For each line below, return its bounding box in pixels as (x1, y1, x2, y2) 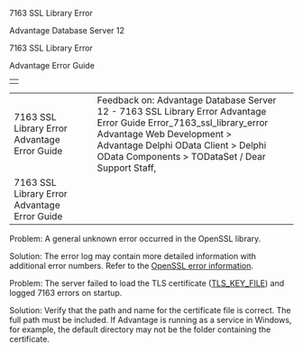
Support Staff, (96, 162, 157, 174)
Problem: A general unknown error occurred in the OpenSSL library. (9, 234, 262, 244)
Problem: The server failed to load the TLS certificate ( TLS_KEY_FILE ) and (9, 278, 285, 288)
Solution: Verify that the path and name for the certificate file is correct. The (9, 305, 291, 315)
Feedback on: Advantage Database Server (96, 94, 277, 107)
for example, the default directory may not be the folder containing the (9, 324, 271, 335)
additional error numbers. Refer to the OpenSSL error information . (9, 261, 254, 271)
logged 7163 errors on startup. (9, 288, 123, 298)
